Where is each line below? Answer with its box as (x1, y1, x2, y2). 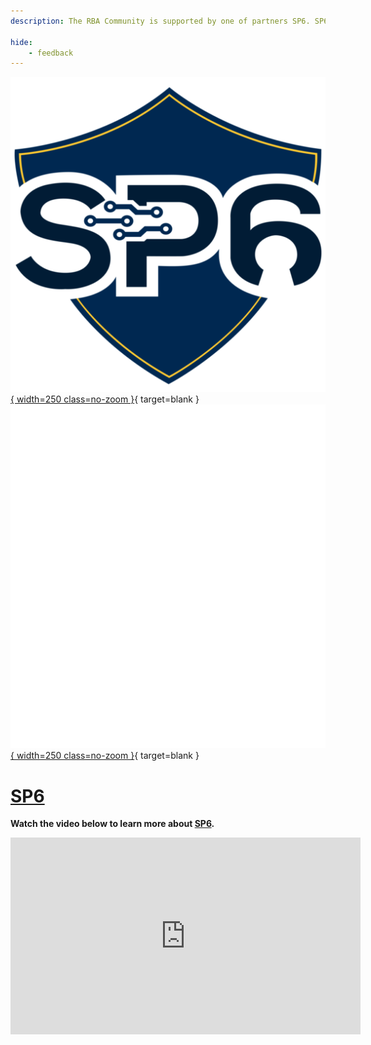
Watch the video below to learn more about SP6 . (10, 818, 215, 830)
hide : (10, 37, 33, 47)
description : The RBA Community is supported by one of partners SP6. (10, 16, 311, 26)
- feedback (28, 48, 74, 58)
